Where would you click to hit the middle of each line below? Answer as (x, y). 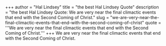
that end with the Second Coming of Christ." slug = (57, 17)
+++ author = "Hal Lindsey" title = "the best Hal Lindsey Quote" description (82, 7)
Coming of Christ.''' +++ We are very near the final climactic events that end (83, 33)
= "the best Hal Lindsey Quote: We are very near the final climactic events (81, 12)
